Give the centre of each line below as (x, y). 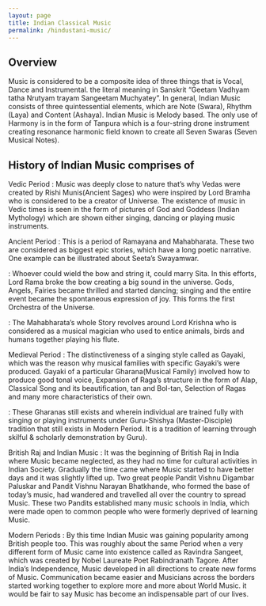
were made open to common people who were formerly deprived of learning (133, 511)
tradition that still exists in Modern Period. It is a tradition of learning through (133, 429)
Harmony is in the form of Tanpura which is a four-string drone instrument (129, 123)
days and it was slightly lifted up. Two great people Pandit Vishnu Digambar (131, 478)
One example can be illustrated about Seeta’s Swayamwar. (104, 258)
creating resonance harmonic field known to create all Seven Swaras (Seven (133, 132)
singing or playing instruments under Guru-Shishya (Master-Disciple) (121, 420)
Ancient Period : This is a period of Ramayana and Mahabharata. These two (131, 241)
